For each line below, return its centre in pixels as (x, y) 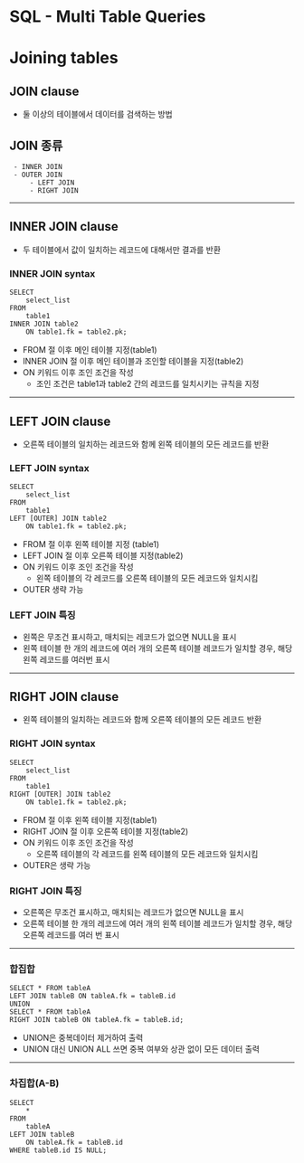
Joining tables (64, 58)
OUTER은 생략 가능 (57, 865)
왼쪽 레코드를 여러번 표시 (66, 659)
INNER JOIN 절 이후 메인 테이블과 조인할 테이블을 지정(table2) (133, 361)
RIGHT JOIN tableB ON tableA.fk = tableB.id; (96, 1020)
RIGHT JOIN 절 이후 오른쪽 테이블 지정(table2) (105, 831)
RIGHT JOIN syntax (52, 743)
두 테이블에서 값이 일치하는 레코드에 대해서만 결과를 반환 (122, 250)
